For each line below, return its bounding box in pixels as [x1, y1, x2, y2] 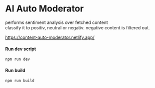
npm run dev [5, 57, 30, 62]
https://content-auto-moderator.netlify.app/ [5, 34, 95, 40]
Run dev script [5, 46, 36, 52]
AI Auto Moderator [5, 3, 84, 14]
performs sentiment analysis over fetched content [5, 19, 108, 25]
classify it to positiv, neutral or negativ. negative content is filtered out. [5, 24, 150, 30]
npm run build [5, 78, 35, 84]
